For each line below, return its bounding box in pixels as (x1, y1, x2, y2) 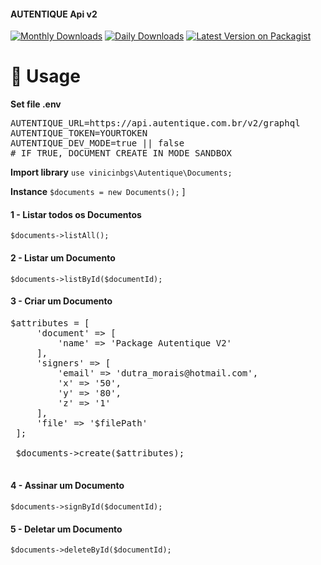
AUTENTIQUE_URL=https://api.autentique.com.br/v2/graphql (10, 118, 301, 129)
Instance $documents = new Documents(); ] (10, 186, 186, 198)
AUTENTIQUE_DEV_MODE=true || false (10, 138, 185, 149)
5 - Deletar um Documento (10, 523, 123, 535)
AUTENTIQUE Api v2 (10, 8, 98, 20)
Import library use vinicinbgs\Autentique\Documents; (10, 166, 233, 179)
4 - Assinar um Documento (10, 480, 125, 492)
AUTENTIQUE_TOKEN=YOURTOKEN (10, 128, 148, 139)
